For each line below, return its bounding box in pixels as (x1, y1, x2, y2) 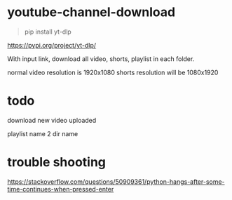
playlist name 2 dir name (7, 129, 79, 138)
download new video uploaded (7, 116, 97, 124)
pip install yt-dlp (24, 27, 71, 36)
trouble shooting (7, 154, 107, 171)
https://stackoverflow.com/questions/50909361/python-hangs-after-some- (7, 177, 226, 186)
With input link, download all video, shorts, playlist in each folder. (7, 54, 195, 63)
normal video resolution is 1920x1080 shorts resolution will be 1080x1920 (7, 68, 219, 76)
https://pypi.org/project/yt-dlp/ (7, 41, 97, 49)
